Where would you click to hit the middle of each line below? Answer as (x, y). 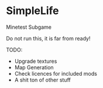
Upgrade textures (36, 61)
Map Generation (34, 67)
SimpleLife (33, 11)
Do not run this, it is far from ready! (48, 38)
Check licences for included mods (56, 73)
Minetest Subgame (29, 27)
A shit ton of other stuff (43, 80)
